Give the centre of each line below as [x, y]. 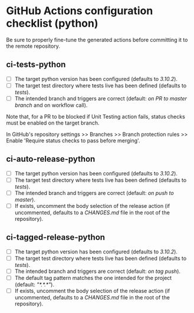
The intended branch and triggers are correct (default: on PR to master [101, 98]
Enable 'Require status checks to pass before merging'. [73, 141]
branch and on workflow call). [51, 105]
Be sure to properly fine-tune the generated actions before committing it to [97, 40]
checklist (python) [52, 23]
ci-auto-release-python [51, 159]
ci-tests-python [36, 65]
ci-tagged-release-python [55, 237]
